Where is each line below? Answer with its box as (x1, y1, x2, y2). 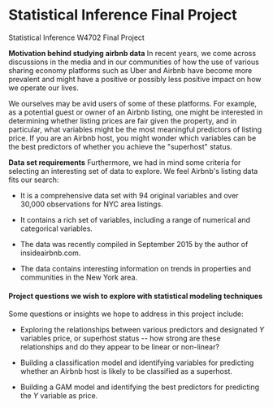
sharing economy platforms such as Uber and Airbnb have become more (8, 65, 253, 75)
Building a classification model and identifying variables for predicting (19, 358, 254, 367)
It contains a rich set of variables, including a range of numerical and (19, 215, 250, 224)
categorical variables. (19, 224, 93, 233)
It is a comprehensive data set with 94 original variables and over (19, 190, 239, 200)
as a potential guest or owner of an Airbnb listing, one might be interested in (8, 107, 263, 117)
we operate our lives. (8, 83, 79, 93)
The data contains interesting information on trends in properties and (19, 263, 252, 273)
